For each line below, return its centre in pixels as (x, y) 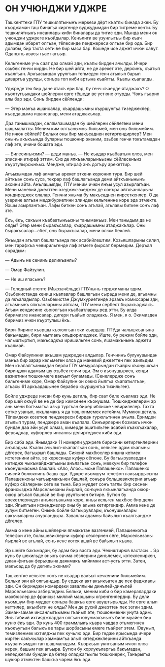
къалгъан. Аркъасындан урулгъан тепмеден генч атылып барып (73, 73)
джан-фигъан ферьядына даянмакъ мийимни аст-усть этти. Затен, (76, 561)
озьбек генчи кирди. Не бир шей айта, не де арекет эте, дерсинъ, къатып (82, 68)
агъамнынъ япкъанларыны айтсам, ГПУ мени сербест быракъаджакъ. (80, 304)
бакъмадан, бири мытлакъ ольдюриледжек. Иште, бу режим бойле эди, (82, 335)
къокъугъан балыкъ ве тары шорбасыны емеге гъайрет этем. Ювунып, (80, 628)
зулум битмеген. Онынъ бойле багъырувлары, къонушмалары (71, 510)
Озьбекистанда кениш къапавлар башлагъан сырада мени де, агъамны (81, 294)
